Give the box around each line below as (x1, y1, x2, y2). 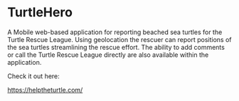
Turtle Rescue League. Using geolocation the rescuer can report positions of (7, 35, 232, 43)
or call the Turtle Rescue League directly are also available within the (7, 51, 209, 59)
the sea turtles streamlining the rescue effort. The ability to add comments (7, 43, 225, 51)
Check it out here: (7, 72, 60, 80)
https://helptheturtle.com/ (7, 85, 83, 94)
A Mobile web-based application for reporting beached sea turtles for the (7, 28, 223, 36)
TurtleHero (7, 4, 73, 21)
